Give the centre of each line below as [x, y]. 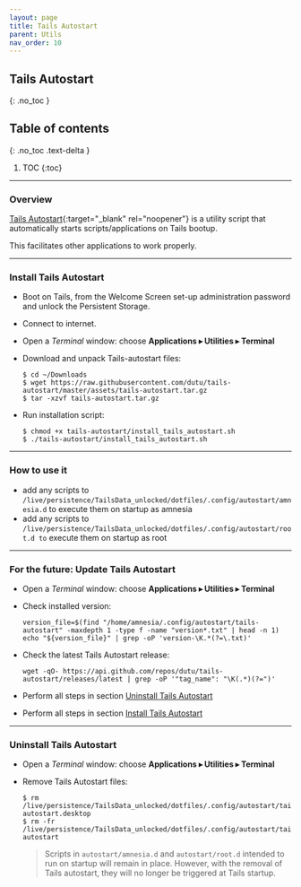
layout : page [34, 17]
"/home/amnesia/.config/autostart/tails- [181, 623]
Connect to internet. [59, 324]
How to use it [38, 470]
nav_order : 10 [36, 43]
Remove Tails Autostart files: [75, 782]
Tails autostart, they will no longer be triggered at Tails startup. [160, 873]
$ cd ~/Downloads [55, 375]
